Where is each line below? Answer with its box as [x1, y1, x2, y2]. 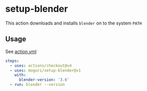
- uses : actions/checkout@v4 [10, 63, 72, 68]
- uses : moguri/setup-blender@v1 [10, 67, 81, 73]
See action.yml [5, 48, 37, 54]
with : [14, 73, 27, 78]
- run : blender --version [10, 82, 65, 87]
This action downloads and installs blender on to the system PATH [5, 20, 142, 26]
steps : [5, 58, 19, 63]
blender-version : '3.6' [18, 77, 70, 82]
